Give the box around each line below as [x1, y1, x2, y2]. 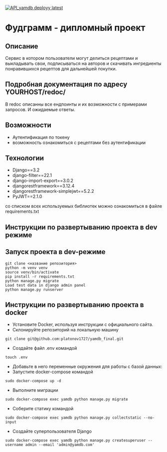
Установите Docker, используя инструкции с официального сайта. [12, 321, 154, 327]
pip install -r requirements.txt [5, 274, 75, 279]
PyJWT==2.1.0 [12, 193, 42, 199]
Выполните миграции [12, 387, 58, 393]
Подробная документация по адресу [5, 80, 128, 89]
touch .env [5, 355, 28, 360]
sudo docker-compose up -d [5, 379, 61, 384]
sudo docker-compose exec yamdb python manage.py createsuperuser [5, 438, 146, 443]
